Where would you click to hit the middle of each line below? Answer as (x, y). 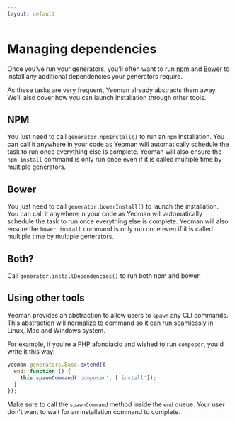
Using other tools (46, 298)
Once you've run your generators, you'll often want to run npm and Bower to (118, 69)
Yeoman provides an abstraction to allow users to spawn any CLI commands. (118, 315)
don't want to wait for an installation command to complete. (94, 412)
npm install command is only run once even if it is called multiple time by (115, 160)
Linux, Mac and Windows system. (57, 330)
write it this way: (31, 351)
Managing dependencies (82, 49)
